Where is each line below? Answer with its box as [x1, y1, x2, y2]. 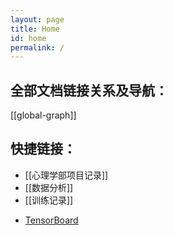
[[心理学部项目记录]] [24, 169, 109, 181]
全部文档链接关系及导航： [10, 82, 168, 99]
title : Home [10, 24, 60, 34]
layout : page [10, 14, 65, 25]
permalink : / [10, 42, 65, 53]
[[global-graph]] [10, 109, 77, 121]
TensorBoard [24, 214, 79, 226]
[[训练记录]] [24, 194, 74, 206]
